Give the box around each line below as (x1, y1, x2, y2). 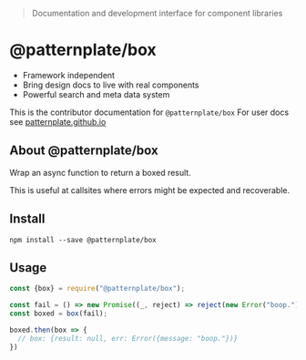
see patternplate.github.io (9, 116, 107, 127)
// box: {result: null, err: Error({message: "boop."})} (17, 334, 239, 343)
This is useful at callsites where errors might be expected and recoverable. (9, 184, 291, 195)
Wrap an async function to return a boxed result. (9, 167, 191, 178)
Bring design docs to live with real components (22, 79, 199, 90)
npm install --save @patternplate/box (9, 235, 157, 244)
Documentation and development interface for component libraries (31, 8, 283, 18)
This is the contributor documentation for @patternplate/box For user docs (9, 107, 290, 118)
